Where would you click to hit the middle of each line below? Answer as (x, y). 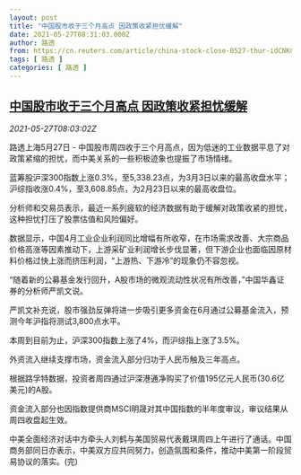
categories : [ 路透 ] (48, 68)
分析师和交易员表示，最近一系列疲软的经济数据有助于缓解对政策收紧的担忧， (150, 207)
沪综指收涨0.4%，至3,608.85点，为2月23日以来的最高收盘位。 (125, 189)
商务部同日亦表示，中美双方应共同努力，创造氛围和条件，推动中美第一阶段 (146, 450)
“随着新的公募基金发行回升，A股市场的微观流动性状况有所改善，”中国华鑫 (143, 279)
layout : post (34, 18)
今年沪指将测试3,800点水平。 (71, 321)
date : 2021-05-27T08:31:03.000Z (69, 34)
